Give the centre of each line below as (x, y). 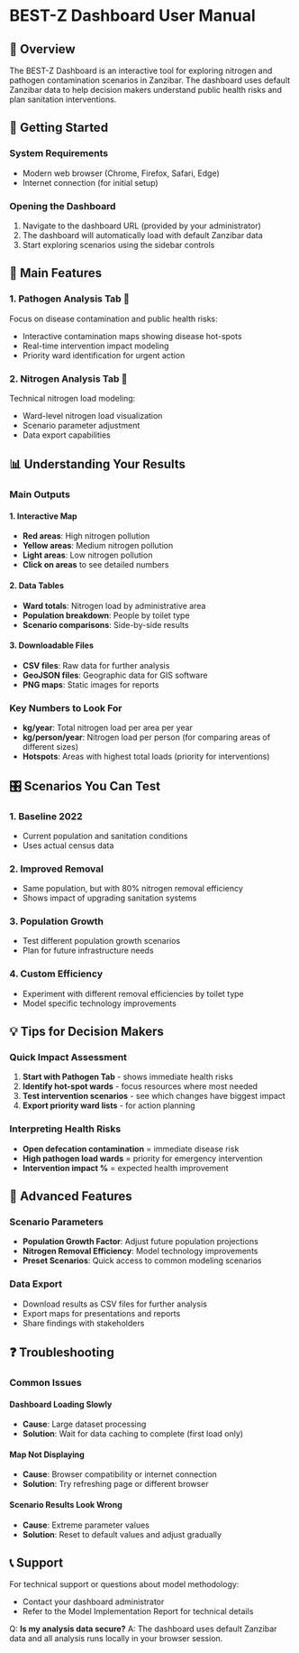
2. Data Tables (37, 586)
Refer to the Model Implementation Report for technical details (138, 1611)
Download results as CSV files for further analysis (114, 1304)
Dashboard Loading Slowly (61, 1404)
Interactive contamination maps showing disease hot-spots (132, 336)
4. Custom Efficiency (56, 974)
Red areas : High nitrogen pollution (86, 536)
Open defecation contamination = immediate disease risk (131, 1149)
